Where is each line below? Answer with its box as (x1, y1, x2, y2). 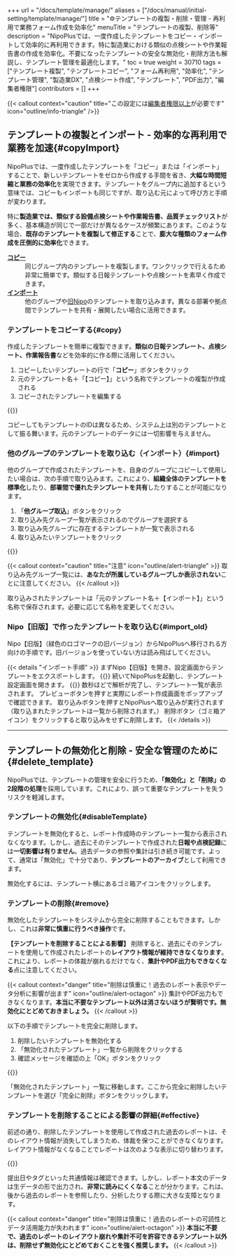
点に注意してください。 (13, 966, 81, 974)
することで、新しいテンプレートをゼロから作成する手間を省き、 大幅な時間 (7, 171, 221, 179)
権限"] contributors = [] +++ (19, 84, 100, 92)
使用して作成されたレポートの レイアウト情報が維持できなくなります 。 (25, 948, 228, 957)
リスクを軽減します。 (7, 793, 69, 801)
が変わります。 (7, 197, 50, 205)
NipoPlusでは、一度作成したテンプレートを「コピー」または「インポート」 (7, 162, 223, 170)
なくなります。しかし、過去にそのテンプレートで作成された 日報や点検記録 (7, 838, 221, 846)
